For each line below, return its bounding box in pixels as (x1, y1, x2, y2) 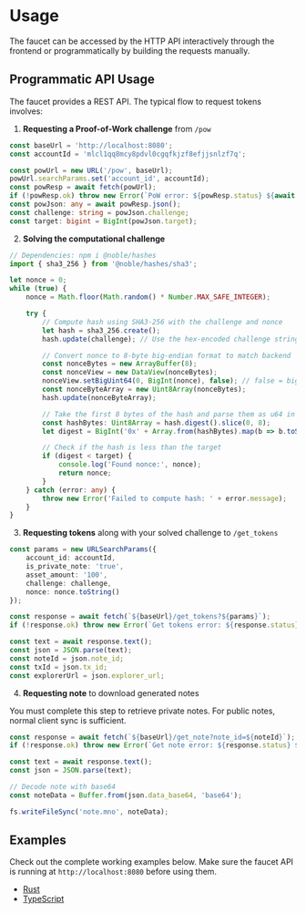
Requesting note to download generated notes (22, 687, 199, 698)
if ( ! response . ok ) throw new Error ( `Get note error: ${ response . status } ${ (9, 741, 303, 750)
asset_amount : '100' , (25, 570, 107, 580)
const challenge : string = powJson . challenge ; (9, 208, 189, 217)
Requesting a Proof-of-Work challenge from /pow (22, 123, 211, 134)
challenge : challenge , (25, 579, 112, 588)
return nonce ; (57, 468, 112, 477)
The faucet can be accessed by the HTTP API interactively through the (9, 36, 275, 46)
